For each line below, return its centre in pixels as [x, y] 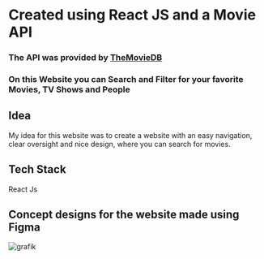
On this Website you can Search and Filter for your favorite [126, 80]
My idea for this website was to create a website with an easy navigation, [130, 135]
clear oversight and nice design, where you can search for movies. [119, 144]
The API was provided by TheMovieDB [85, 58]
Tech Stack [37, 169]
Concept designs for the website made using [124, 215]
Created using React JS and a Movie [132, 15]
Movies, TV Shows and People [70, 89]
